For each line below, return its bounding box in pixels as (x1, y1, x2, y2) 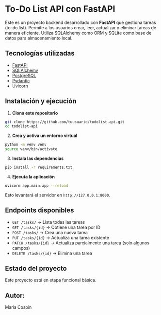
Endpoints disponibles (5, 206, 74, 215)
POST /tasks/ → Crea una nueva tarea (12, 229, 88, 235)
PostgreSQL (12, 72, 36, 79)
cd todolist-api (5, 124, 38, 129)
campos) (12, 245, 30, 251)
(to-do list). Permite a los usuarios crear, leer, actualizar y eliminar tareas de (5, 24, 157, 30)
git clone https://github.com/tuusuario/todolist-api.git (5, 119, 125, 124)
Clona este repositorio (12, 110, 58, 116)
